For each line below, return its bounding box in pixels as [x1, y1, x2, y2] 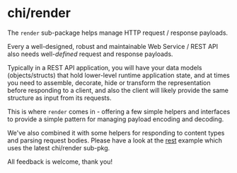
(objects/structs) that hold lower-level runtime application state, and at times [7, 71, 230, 79]
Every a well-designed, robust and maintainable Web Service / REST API [7, 42, 219, 50]
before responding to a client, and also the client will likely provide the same [7, 86, 229, 94]
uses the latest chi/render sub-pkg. [7, 143, 110, 152]
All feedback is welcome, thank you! [7, 157, 113, 166]
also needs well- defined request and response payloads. [7, 50, 173, 58]
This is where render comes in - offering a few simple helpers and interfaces [7, 107, 231, 116]
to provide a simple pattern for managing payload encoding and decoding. [7, 115, 224, 123]
